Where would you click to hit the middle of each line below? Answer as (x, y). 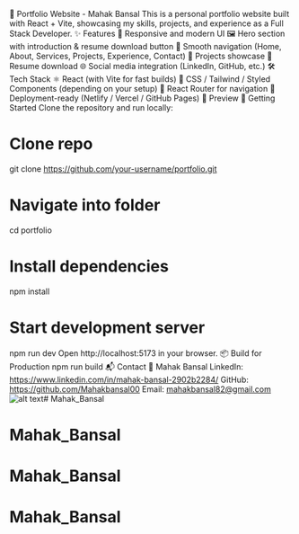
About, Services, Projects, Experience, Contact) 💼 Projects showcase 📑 (141, 56)
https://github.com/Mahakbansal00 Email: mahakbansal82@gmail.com (140, 389)
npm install (30, 291)
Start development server (107, 327)
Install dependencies (89, 267)
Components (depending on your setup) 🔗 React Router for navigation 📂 (142, 89)
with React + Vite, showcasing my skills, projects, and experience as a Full (147, 23)
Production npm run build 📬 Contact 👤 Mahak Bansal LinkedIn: (127, 366)
